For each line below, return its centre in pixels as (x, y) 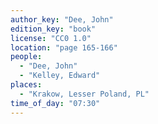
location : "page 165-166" (64, 47)
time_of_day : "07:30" (55, 103)
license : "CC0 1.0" (51, 38)
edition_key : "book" (53, 29)
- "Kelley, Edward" (60, 76)
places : (26, 85)
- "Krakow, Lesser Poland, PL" (84, 94)
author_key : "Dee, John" (62, 19)
